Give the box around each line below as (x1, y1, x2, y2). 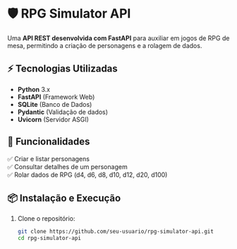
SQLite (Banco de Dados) (17, 100, 92, 108)
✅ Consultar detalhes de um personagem (7, 162, 128, 170)
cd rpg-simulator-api (17, 235, 81, 242)
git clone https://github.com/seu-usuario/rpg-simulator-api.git (17, 228, 214, 236)
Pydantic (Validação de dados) (17, 108, 108, 116)
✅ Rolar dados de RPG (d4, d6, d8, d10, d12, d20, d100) (7, 170, 168, 179)
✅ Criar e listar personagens (7, 154, 90, 163)
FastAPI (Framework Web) (17, 93, 95, 101)
